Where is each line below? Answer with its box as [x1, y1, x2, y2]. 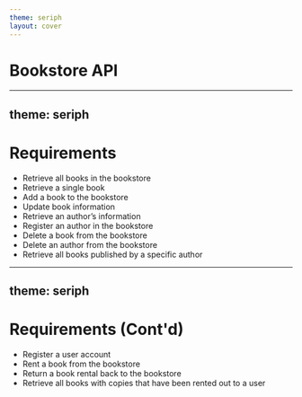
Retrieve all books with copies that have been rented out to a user [22, 378, 266, 389]
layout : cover [9, 22, 63, 31]
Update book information [22, 201, 115, 212]
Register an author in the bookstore [22, 220, 154, 231]
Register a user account [22, 349, 111, 360]
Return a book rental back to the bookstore [22, 368, 182, 379]
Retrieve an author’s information [22, 210, 141, 221]
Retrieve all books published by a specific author [22, 249, 203, 260]
